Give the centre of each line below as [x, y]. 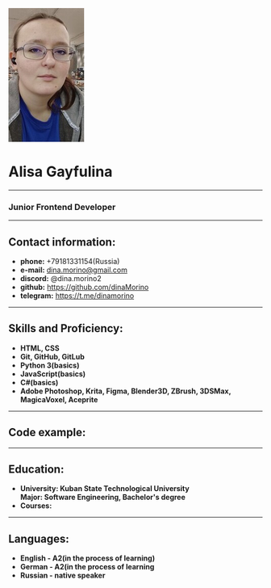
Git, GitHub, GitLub [52, 356]
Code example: [47, 433]
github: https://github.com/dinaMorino [84, 288]
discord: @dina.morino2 [61, 279]
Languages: [39, 538]
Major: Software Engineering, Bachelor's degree [102, 498]
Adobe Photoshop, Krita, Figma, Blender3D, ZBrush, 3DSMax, [125, 391]
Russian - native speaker [63, 575]
